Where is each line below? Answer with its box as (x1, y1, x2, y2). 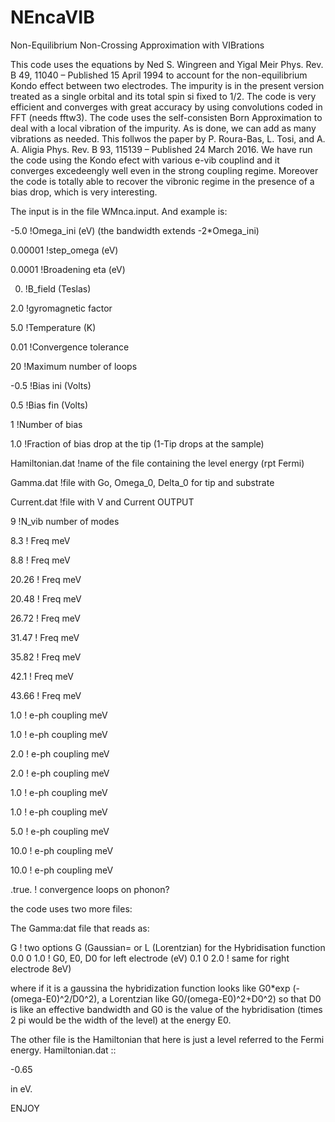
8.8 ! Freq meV (10, 554, 71, 566)
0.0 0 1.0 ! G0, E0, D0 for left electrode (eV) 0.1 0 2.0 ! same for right (10, 952, 290, 964)
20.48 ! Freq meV (10, 592, 82, 605)
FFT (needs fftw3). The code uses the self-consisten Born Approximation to (10, 111, 323, 123)
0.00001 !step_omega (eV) (10, 244, 119, 256)
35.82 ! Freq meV (10, 651, 82, 663)
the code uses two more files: (10, 902, 133, 915)
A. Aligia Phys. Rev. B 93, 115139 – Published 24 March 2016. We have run (10, 143, 313, 155)
